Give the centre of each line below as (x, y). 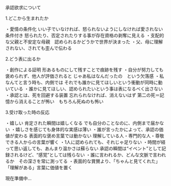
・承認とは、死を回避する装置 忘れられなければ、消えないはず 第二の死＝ (82, 95)
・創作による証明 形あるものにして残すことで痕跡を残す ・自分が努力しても (84, 70)
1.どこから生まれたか (27, 18)
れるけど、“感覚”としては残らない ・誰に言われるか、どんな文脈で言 (86, 155)
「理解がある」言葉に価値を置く (39, 167)
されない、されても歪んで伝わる (39, 48)
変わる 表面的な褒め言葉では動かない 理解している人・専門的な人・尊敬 (89, 136)
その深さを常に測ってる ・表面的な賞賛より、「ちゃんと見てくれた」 (89, 161)
